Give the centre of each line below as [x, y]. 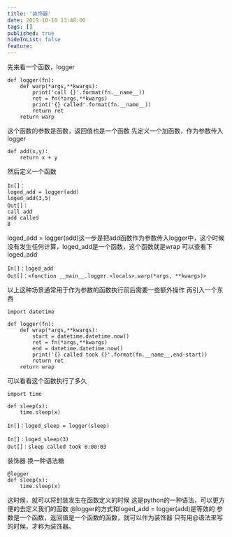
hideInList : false [34, 40]
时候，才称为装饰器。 [44, 526]
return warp [37, 117]
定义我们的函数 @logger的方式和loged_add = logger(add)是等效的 [120, 509]
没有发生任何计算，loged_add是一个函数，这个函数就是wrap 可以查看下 [110, 246]
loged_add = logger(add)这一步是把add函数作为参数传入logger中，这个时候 [116, 238]
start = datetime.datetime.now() [81, 336]
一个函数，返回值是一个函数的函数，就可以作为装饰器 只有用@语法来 [118, 517]
